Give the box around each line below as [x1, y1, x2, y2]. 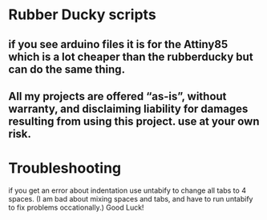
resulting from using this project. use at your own [8, 114, 260, 128]
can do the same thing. [8, 62, 126, 76]
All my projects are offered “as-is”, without [8, 90, 227, 103]
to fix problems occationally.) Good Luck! [8, 202, 144, 212]
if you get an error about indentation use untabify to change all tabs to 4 [8, 186, 247, 195]
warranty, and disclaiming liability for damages [8, 102, 249, 115]
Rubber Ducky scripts [8, 6, 156, 24]
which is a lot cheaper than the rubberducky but [8, 50, 254, 63]
